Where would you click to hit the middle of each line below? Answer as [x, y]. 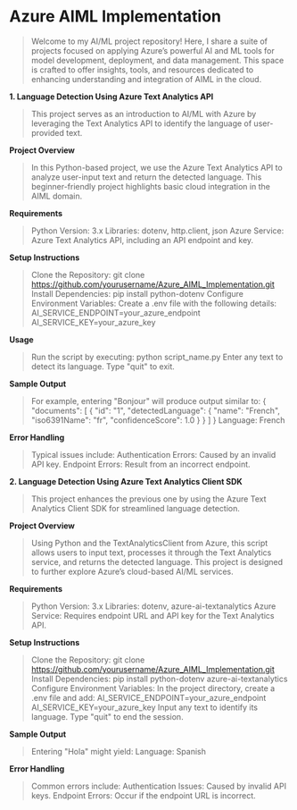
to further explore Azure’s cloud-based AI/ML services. [132, 571]
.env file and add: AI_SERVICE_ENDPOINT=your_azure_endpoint [148, 697]
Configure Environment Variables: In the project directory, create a [153, 688]
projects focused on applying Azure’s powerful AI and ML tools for [153, 50]
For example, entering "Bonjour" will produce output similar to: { [148, 401]
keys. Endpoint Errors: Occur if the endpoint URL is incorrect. [143, 795]
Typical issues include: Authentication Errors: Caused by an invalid [153, 454]
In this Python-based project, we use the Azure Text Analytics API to [157, 167]
